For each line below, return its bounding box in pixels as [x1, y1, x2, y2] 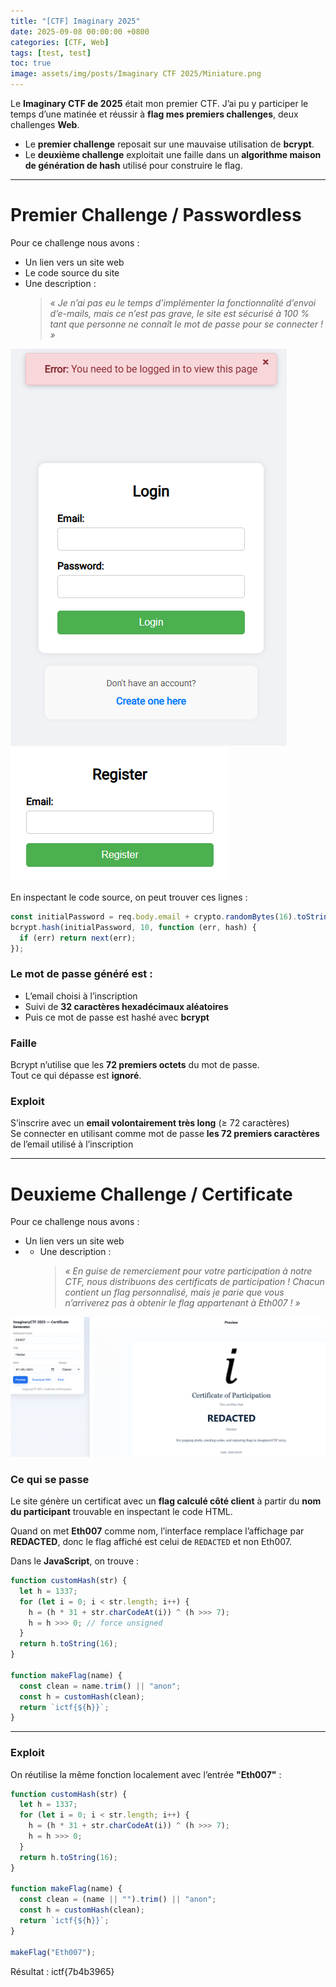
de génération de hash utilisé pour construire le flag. [24, 160, 243, 171]
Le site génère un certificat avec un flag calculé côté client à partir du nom [10, 1495, 322, 1507]
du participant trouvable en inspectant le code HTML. [10, 1506, 233, 1518]
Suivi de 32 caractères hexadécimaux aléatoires [24, 1000, 229, 1012]
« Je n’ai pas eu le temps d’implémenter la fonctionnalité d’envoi [49, 296, 317, 309]
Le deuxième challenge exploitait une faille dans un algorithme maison [24, 149, 322, 160]
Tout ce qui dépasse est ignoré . [10, 1070, 142, 1082]
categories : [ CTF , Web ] [10, 37, 110, 47]
